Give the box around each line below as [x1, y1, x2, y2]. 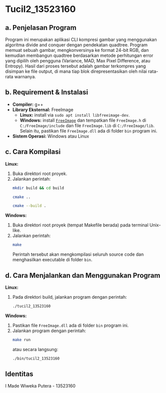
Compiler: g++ [12, 101, 43, 107]
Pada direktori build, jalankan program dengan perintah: [12, 294, 127, 300]
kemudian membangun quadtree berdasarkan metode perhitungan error [5, 52, 154, 58]
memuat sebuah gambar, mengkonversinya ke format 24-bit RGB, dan [5, 47, 149, 53]
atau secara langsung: [12, 346, 58, 352]
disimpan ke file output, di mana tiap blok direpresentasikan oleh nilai [5, 68, 147, 74]
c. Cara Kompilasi [5, 148, 61, 156]
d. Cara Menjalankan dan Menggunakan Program [5, 271, 161, 280]
